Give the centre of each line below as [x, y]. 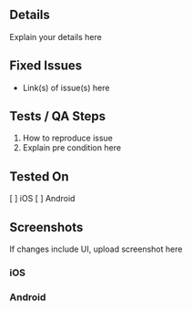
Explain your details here [56, 36]
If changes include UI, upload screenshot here [96, 249]
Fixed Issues [46, 66]
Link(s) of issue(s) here [66, 88]
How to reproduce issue [68, 138]
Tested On [40, 176]
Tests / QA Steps [58, 116]
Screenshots [46, 227]
